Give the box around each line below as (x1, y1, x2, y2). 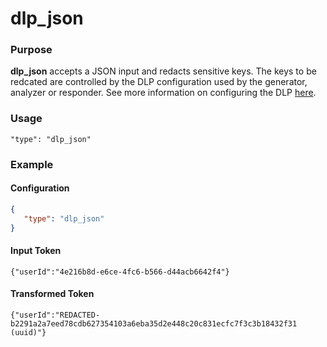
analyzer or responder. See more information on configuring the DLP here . (10, 87, 317, 99)
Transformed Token (10, 288, 95, 300)
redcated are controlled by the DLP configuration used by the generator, (10, 76, 308, 88)
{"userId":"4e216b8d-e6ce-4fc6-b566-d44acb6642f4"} (10, 267, 230, 277)
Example (10, 157, 54, 171)
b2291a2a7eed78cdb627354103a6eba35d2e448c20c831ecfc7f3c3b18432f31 (10, 318, 298, 329)
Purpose (10, 43, 53, 57)
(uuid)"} (10, 327, 47, 337)
